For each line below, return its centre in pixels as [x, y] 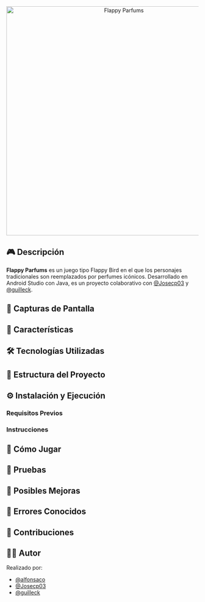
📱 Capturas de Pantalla [50, 309]
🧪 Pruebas [26, 470]
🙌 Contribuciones [40, 532]
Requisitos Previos [34, 413]
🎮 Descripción [35, 252]
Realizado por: [24, 568]
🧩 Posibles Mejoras [43, 490]
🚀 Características [40, 329]
